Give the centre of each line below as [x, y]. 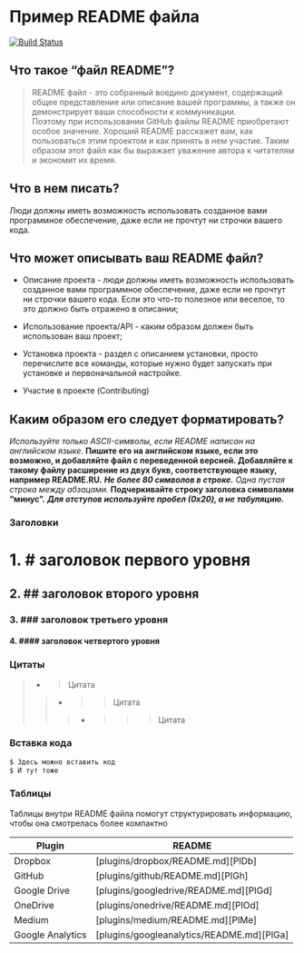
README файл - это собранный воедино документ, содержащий [157, 92]
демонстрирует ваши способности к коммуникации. [134, 112]
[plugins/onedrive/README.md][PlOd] [177, 905]
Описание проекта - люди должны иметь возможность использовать [158, 280]
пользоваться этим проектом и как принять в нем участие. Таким [160, 140]
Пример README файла [104, 17]
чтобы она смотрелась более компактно [88, 823]
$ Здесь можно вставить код [63, 762]
